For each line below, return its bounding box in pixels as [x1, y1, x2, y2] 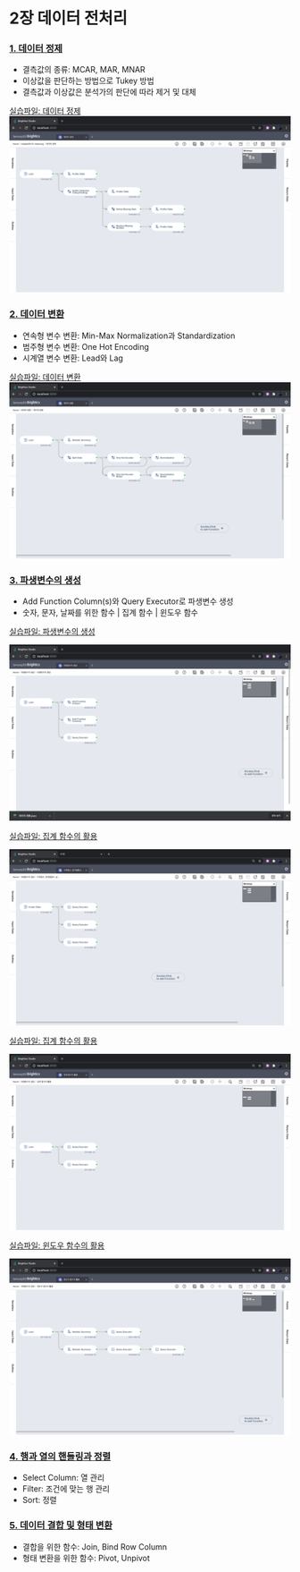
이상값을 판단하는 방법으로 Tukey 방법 [21, 75, 154, 86]
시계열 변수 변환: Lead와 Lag [21, 353, 123, 363]
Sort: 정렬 [21, 1495, 57, 1506]
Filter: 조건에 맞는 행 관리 [21, 1483, 110, 1494]
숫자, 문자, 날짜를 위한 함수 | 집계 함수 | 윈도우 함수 [21, 608, 199, 618]
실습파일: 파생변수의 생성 [9, 626, 96, 637]
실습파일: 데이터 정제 [9, 106, 81, 116]
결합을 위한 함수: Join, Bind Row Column [21, 1541, 168, 1552]
